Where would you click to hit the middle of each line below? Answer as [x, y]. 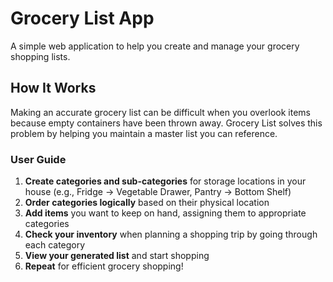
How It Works [53, 88]
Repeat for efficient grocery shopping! [104, 266]
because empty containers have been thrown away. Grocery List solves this [166, 123]
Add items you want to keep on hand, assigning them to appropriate [165, 213]
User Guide [38, 159]
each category [55, 245]
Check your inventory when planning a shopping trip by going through [171, 234]
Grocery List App [82, 18]
